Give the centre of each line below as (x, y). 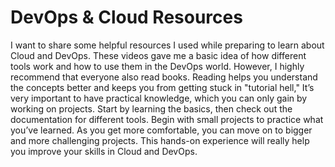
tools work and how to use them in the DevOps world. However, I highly (157, 66)
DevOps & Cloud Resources (126, 17)
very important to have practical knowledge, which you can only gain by (159, 98)
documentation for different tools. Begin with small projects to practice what (167, 119)
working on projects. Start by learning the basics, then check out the (151, 108)
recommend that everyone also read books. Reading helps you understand (164, 77)
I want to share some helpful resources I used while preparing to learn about (167, 45)
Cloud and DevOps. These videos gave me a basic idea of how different (158, 55)
